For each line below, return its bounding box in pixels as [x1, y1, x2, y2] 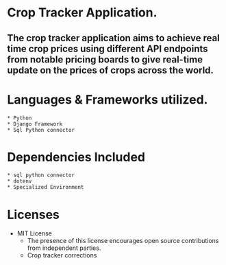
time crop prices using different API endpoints [7, 43, 208, 54]
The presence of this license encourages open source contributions [27, 237, 219, 245]
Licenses [7, 207, 60, 222]
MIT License [16, 229, 53, 238]
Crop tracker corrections [27, 251, 97, 260]
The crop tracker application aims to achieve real [7, 32, 221, 44]
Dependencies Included [7, 149, 146, 165]
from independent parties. [27, 244, 101, 252]
